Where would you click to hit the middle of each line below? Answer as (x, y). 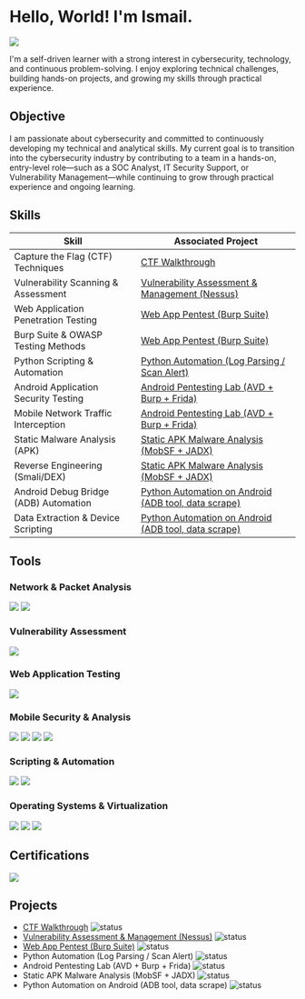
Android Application (56, 386)
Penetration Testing (56, 320)
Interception (40, 425)
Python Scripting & (54, 361)
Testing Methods (50, 345)
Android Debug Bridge (62, 491)
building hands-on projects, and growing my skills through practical (136, 78)
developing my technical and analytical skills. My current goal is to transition (152, 148)
